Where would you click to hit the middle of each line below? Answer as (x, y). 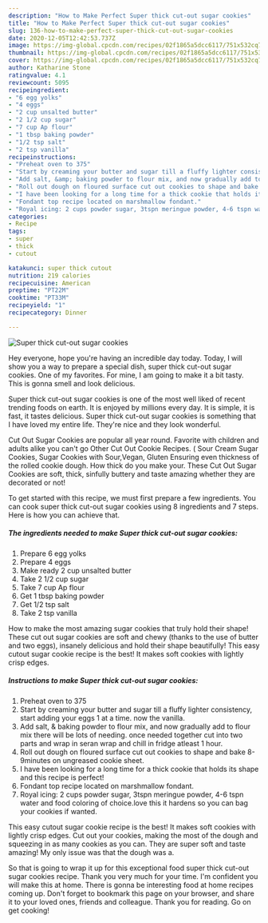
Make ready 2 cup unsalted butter (75, 570)
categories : (28, 217)
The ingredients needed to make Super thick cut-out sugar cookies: (123, 533)
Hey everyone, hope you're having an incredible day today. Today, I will (125, 358)
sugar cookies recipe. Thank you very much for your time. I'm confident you (133, 876)
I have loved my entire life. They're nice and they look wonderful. (115, 424)
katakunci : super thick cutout (60, 268)
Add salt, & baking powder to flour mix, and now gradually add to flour (135, 726)
